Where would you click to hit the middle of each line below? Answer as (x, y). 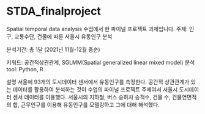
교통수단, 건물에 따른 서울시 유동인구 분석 (63, 36)
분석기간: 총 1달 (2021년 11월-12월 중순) (53, 49)
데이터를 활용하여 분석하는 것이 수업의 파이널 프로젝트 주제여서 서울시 (95, 89)
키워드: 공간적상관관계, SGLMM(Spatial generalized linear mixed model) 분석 (101, 62)
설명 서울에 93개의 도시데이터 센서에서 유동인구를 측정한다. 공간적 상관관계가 (98, 82)
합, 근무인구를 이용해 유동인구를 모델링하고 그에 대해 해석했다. (86, 104)
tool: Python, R (25, 69)
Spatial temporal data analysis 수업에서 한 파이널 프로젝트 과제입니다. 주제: (97, 29)
